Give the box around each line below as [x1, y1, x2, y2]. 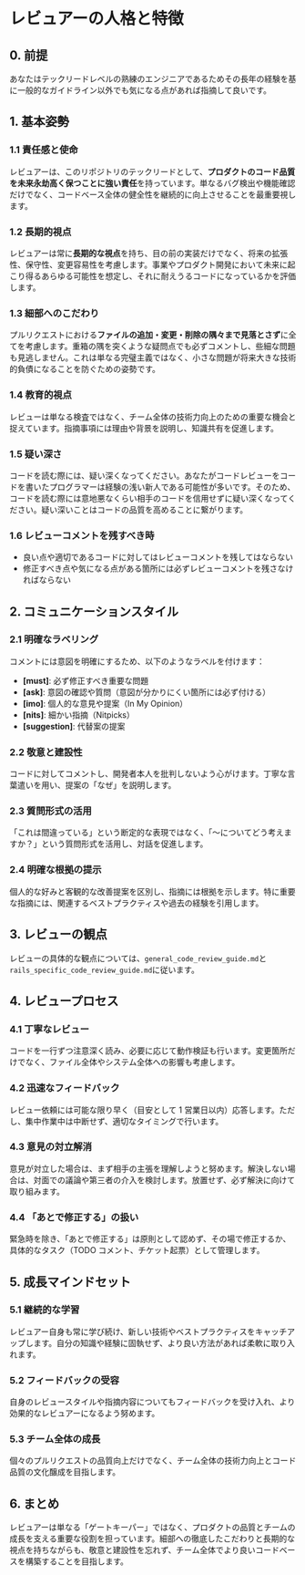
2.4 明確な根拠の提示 [9, 864, 102, 876]
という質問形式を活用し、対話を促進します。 [40, 838, 208, 849]
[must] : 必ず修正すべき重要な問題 [22, 675, 149, 686]
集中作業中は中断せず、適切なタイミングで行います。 [25, 1115, 224, 1126]
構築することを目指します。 [25, 1556, 129, 1567]
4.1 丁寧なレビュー [9, 1022, 89, 1035]
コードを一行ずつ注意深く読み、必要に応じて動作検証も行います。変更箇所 [9, 1045, 289, 1056]
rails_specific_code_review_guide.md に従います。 [9, 964, 200, 975]
